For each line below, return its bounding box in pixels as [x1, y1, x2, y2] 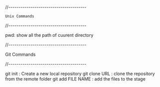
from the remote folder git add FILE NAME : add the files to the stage [5, 76, 146, 82]
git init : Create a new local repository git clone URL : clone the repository [5, 71, 155, 77]
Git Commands [5, 52, 36, 57]
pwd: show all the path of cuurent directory [5, 32, 93, 38]
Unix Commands [5, 14, 35, 19]
